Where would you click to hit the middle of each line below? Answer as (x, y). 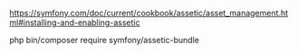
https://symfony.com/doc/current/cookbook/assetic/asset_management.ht (149, 13)
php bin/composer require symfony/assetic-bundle (104, 40)
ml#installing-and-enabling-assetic (75, 22)
